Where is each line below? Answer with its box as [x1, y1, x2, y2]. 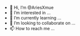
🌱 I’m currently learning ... [9, 15, 62, 20]
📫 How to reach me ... [9, 26, 55, 31]
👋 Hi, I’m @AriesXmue [9, 5, 54, 10]
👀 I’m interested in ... [9, 10, 51, 16]
